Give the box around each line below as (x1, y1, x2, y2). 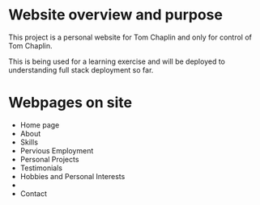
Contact (19, 188, 47, 199)
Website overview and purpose (8, 6, 223, 24)
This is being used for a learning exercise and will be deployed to (8, 56, 225, 66)
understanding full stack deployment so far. (8, 65, 154, 74)
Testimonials (19, 163, 63, 173)
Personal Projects (19, 154, 79, 164)
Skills (19, 137, 39, 147)
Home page (19, 119, 60, 130)
